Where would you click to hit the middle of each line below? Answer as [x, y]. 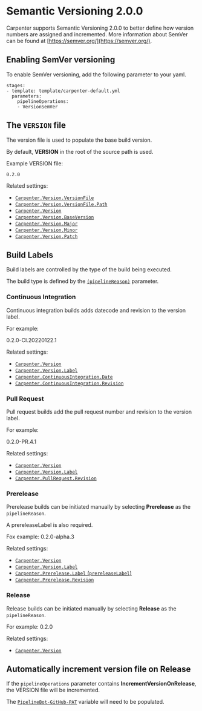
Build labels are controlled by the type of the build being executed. [89, 270]
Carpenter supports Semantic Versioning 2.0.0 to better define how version [100, 28]
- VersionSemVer [38, 107]
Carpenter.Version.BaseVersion [54, 217]
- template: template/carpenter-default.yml [63, 91]
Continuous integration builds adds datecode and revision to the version [96, 310]
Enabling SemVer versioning [61, 60]
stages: [16, 85]
